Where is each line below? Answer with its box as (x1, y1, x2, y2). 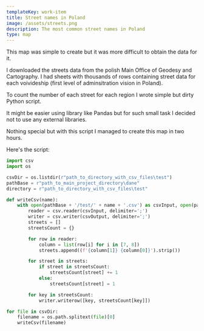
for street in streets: (28, 258, 88, 265)
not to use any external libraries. (6, 116, 87, 124)
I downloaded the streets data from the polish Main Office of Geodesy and (6, 66, 192, 74)
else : (38, 275, 53, 281)
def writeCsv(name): (6, 197, 59, 203)
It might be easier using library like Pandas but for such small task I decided (6, 110, 195, 117)
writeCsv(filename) (17, 320, 67, 326)
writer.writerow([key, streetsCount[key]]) (38, 298, 151, 304)
